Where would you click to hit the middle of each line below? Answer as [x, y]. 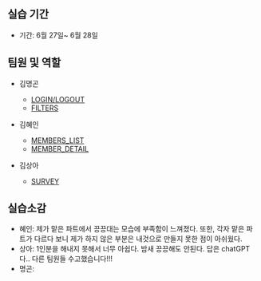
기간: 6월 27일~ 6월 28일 [59, 35]
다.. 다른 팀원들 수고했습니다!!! [66, 259]
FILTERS [45, 108]
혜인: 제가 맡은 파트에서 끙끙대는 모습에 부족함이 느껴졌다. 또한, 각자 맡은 [132, 229]
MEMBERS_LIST [57, 140]
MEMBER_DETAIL [60, 148]
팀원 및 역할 [34, 63]
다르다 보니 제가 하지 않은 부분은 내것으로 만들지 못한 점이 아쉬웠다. [138, 239]
